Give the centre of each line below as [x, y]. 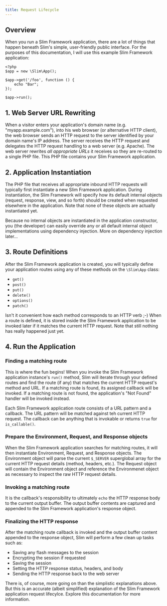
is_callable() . [20, 424]
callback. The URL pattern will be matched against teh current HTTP [75, 413]
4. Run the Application [40, 347]
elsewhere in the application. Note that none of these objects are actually [80, 205]
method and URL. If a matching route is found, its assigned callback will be [82, 388]
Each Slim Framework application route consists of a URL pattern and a [78, 408]
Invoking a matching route [37, 487]
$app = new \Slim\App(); [31, 71]
